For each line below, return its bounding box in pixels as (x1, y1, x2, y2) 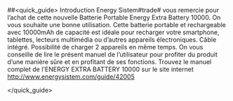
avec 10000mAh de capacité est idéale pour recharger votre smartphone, (7, 28, 220, 36)
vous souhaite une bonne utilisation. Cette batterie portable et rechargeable (7, 21, 226, 29)
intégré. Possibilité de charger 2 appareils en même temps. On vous (7, 43, 204, 51)
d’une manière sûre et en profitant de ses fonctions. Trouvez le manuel (7, 58, 212, 65)
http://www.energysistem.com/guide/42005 (7, 72, 135, 81)
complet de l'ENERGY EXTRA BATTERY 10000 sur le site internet (7, 65, 194, 73)
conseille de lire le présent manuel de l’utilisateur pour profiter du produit (7, 50, 218, 59)
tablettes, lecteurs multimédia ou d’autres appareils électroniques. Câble (7, 36, 217, 44)
